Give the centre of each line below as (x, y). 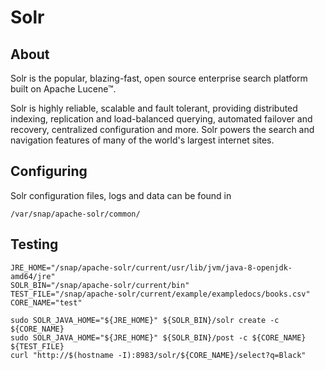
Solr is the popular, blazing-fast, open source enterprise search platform (159, 78)
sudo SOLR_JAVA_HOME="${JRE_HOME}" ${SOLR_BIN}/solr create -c (145, 320)
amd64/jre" (33, 276)
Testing (34, 244)
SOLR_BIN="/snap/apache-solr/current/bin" (100, 285)
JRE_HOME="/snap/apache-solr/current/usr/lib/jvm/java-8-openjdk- (151, 267)
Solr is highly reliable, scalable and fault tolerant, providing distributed (154, 108)
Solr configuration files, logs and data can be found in (121, 195)
